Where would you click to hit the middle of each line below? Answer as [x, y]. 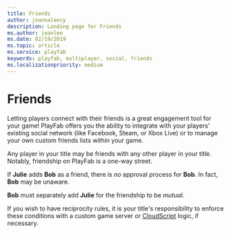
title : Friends [29, 13]
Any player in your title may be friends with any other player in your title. [109, 153]
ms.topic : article [33, 46]
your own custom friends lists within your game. [75, 140]
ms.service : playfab [37, 52]
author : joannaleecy [37, 20]
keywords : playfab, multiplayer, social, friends [80, 59]
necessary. [23, 223]
